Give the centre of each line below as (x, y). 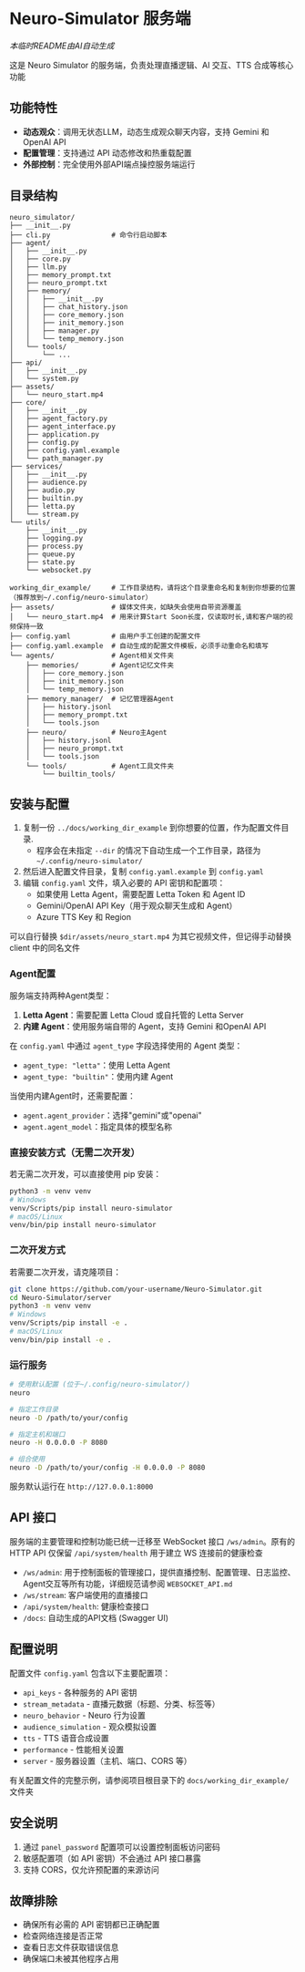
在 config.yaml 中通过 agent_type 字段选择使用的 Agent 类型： (126, 1046)
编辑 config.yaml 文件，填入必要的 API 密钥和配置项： (124, 883)
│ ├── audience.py (49, 482)
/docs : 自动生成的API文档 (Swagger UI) (96, 1617)
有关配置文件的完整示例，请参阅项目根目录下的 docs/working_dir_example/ (149, 1780)
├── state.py (51, 562)
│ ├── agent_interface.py (63, 426)
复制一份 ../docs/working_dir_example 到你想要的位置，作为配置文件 (152, 828)
